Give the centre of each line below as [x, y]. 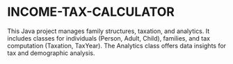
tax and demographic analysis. [51, 53]
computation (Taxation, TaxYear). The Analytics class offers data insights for [117, 45]
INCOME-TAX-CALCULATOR [91, 12]
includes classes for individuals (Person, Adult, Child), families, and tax [109, 38]
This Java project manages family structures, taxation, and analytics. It [109, 31]
